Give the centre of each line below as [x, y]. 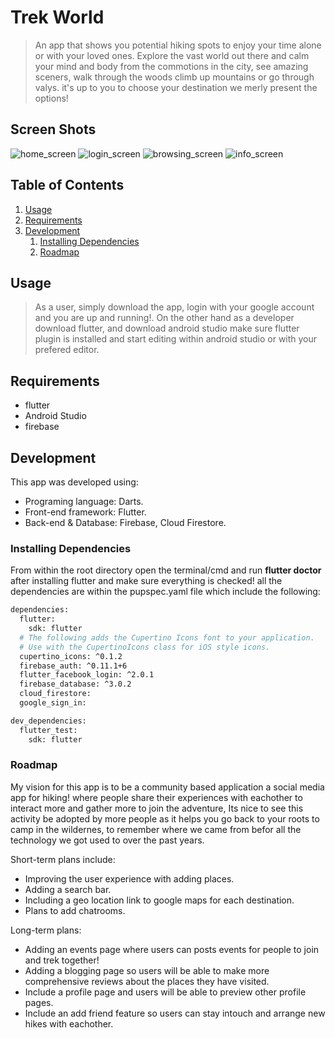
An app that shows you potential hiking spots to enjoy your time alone [178, 45]
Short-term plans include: [63, 859]
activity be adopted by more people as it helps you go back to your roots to [165, 818]
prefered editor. [67, 350]
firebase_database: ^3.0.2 [75, 684]
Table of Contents [67, 185]
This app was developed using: [74, 482]
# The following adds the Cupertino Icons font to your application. [167, 637]
